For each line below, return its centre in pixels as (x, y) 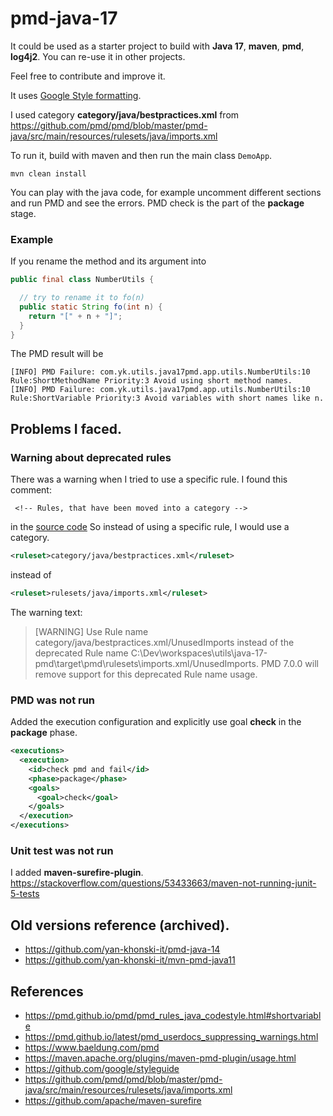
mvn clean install (48, 173)
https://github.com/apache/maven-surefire (113, 1101)
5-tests (25, 894)
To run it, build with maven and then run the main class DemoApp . (141, 155)
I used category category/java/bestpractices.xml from (125, 114)
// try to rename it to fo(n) (82, 298)
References (47, 991)
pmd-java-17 (64, 18)
